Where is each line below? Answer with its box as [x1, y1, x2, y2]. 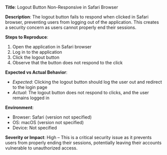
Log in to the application [12, 49, 62, 55]
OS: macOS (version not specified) [12, 120, 84, 125]
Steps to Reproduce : [5, 34, 48, 40]
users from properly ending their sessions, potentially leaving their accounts [5, 140, 162, 146]
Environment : [5, 105, 34, 110]
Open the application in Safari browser [12, 44, 92, 49]
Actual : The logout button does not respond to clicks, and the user [12, 90, 150, 95]
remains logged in [12, 95, 50, 101]
